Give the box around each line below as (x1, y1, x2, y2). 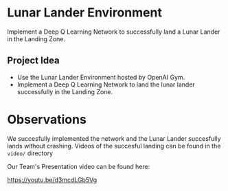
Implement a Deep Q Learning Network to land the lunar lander (16, 80, 196, 89)
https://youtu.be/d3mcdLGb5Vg (7, 175, 98, 183)
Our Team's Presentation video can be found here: (7, 162, 150, 170)
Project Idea (7, 55, 60, 67)
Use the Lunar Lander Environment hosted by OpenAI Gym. (16, 73, 185, 81)
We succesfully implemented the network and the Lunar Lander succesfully (7, 134, 221, 142)
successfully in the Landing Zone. (16, 87, 113, 95)
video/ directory (7, 149, 54, 157)
